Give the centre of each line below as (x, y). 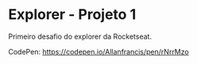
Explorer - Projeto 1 (72, 15)
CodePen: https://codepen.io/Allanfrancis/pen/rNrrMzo (98, 51)
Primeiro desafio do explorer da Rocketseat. (80, 36)
